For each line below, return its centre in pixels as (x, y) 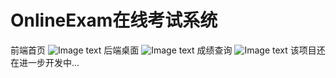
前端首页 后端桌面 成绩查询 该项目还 (168, 50)
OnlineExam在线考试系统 (114, 20)
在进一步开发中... (45, 62)
